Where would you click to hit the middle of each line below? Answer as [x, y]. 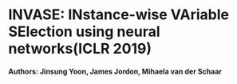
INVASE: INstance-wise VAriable [119, 15]
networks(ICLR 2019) [80, 49]
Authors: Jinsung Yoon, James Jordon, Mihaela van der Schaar [115, 71]
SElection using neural [85, 32]
